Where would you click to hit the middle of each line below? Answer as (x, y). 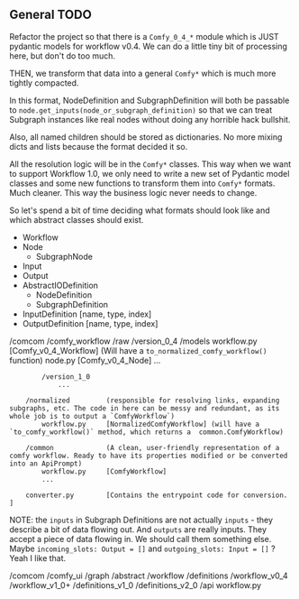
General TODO (50, 15)
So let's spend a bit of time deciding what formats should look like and (140, 210)
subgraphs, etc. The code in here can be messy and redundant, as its (145, 408)
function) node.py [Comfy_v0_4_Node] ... (85, 360)
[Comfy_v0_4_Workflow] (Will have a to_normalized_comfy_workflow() (138, 350)
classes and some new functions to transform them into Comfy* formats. (142, 183)
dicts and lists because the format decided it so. (99, 146)
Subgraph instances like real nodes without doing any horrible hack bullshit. (150, 119)
